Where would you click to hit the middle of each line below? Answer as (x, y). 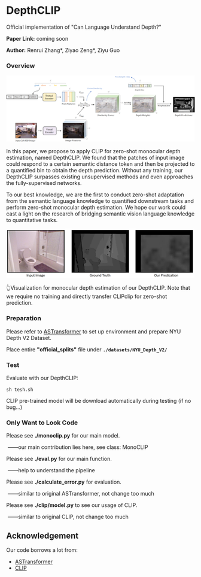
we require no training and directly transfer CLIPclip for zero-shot (87, 296)
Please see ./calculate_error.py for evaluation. (64, 482)
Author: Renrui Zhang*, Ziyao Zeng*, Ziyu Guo (63, 50)
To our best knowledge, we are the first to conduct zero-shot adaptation (95, 195)
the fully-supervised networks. (44, 183)
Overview (21, 65)
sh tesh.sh (20, 390)
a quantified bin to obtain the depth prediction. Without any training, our (95, 170)
